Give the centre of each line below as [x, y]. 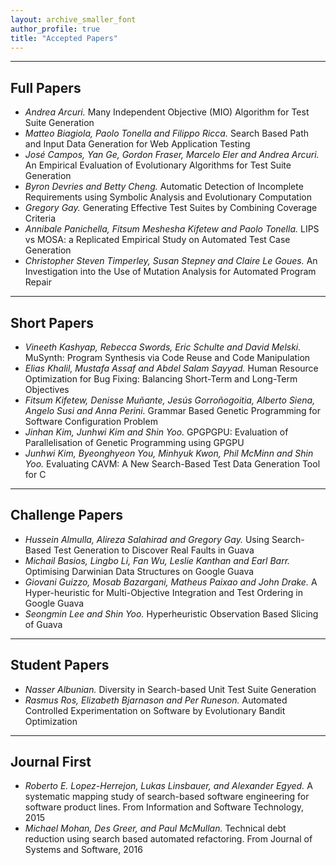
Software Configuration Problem [91, 421]
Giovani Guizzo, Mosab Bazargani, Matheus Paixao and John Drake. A [171, 582]
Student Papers [60, 665]
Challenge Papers [67, 515]
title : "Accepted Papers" [64, 38]
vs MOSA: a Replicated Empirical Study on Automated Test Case [157, 240]
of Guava [43, 624]
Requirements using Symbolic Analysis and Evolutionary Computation [168, 197]
